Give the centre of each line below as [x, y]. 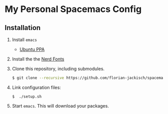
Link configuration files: [36, 87]
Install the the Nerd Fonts [38, 59]
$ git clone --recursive [38, 78]
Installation [23, 28]
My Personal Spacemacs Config [73, 9]
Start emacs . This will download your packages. [60, 105]
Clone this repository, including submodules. [58, 69]
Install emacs [24, 39]
